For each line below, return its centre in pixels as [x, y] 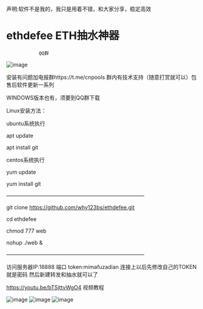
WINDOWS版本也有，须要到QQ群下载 [53, 97]
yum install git [24, 183]
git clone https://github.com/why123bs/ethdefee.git [71, 207]
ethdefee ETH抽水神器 [63, 36]
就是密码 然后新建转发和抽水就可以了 [52, 274]
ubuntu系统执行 [26, 123]
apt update [20, 135]
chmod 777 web [26, 231]
